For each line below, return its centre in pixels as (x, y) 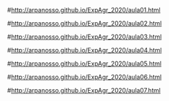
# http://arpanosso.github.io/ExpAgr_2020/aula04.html (84, 50)
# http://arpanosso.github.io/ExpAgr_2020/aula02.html (84, 23)
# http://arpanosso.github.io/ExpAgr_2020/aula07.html (84, 90)
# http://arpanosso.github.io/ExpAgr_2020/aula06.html (84, 77)
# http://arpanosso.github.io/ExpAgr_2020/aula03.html (84, 37)
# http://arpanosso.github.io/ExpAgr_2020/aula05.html (84, 64)
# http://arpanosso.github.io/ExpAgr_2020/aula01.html (84, 10)
